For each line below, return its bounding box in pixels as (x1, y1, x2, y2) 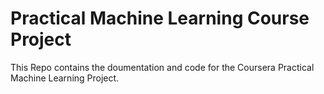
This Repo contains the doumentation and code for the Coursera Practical (10, 61, 315, 73)
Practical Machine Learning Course (10, 7, 310, 30)
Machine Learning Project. (10, 72, 120, 84)
